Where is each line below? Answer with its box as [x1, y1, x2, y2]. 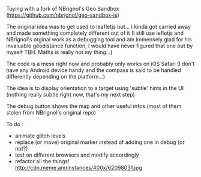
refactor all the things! [14, 158, 70, 164]
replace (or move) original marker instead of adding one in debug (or [14, 139, 185, 146]
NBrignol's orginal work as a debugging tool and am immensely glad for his [6, 36, 192, 43]
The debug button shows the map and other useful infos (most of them [6, 103, 182, 110]
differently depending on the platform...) [6, 73, 106, 80]
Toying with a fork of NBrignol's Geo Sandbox [6, 5, 119, 12]
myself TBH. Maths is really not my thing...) [6, 49, 113, 56]
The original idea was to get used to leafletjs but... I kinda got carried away [6, 23, 191, 30]
